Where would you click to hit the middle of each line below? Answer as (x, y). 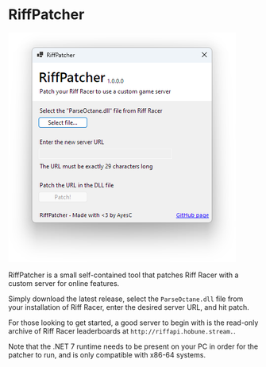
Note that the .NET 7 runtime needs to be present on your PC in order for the (133, 346)
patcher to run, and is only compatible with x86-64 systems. (107, 354)
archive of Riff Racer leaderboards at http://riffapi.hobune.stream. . (122, 330)
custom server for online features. (64, 283)
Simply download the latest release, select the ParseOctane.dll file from (126, 299)
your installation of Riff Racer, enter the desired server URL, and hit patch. (129, 307)
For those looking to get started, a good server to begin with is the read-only (133, 323)
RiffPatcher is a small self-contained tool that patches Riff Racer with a (123, 275)
